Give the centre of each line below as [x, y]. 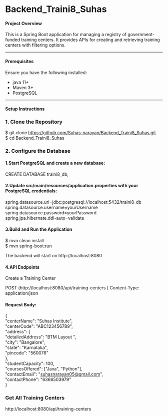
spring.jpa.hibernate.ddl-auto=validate [45, 218]
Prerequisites [19, 61]
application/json [22, 293]
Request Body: [21, 304]
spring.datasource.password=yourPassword [51, 213]
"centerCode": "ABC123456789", [39, 326]
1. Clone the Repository [34, 122]
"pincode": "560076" [27, 353]
